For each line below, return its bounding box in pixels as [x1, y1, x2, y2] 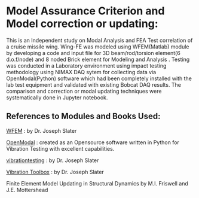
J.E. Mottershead [6, 186, 48, 193]
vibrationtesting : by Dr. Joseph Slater [6, 157, 99, 164]
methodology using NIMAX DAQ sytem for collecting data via [6, 68, 157, 75]
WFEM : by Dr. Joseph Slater [6, 127, 77, 134]
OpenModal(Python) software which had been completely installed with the [6, 75, 192, 82]
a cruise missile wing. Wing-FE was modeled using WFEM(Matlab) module [6, 43, 189, 50]
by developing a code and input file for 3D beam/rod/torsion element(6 [6, 49, 180, 56]
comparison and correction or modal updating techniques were [6, 87, 162, 95]
